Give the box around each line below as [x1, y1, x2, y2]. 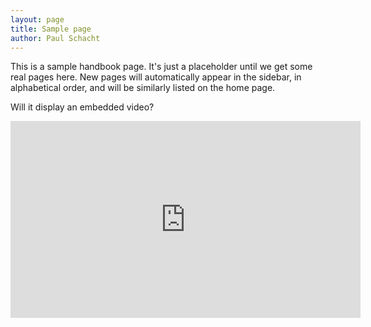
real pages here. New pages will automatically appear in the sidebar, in [10, 71, 302, 83]
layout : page [10, 14, 65, 25]
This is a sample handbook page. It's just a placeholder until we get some [10, 61, 313, 73]
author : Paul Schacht [10, 33, 101, 43]
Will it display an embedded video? [10, 101, 155, 113]
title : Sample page [10, 24, 92, 34]
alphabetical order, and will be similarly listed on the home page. [10, 82, 276, 94]
